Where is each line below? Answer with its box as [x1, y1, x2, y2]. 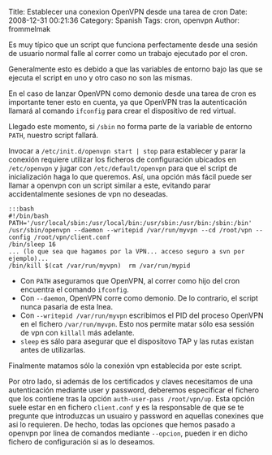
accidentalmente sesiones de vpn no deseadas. [8, 189, 168, 198]
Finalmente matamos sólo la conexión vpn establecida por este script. [8, 361, 243, 370]
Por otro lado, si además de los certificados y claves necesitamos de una [8, 377, 253, 386]
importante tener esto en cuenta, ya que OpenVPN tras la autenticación [8, 97, 248, 106]
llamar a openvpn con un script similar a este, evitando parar [8, 180, 211, 190]
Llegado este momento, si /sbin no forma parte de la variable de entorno [8, 122, 253, 131]
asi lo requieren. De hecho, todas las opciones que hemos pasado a [8, 420, 235, 429]
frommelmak [8, 24, 51, 33]
